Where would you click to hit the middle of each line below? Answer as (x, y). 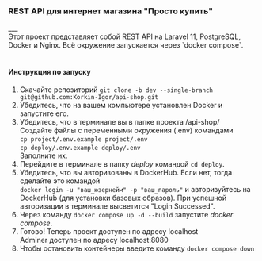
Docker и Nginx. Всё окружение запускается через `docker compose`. (126, 45)
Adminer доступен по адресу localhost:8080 (94, 240)
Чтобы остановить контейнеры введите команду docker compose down (137, 248)
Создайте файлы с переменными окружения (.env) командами (126, 130)
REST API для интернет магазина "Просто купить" (111, 11)
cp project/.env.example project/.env (84, 139)
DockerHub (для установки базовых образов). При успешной (123, 198)
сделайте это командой (60, 181)
